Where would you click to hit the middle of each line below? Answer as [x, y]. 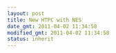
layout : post [26, 13]
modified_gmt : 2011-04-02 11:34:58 [58, 33]
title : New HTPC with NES [44, 20]
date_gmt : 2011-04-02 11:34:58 [52, 26]
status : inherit [30, 39]
